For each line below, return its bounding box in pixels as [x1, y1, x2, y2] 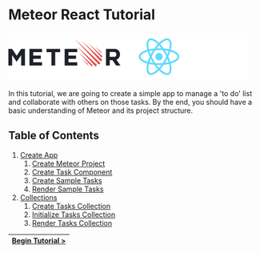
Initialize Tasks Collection [31, 210, 116, 219]
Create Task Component [31, 167, 113, 177]
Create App [19, 150, 58, 159]
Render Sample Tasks [31, 184, 104, 194]
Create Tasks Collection [31, 201, 111, 211]
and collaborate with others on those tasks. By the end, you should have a [8, 97, 253, 106]
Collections [19, 192, 58, 202]
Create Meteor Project [31, 159, 106, 168]
